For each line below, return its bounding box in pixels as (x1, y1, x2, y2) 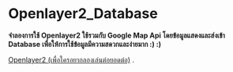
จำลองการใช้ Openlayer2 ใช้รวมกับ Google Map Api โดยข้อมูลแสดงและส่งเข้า (8, 31, 225, 40)
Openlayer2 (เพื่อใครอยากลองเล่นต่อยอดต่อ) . (8, 55, 135, 64)
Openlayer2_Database (8, 5, 158, 23)
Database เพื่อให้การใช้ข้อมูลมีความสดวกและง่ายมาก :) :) (8, 39, 162, 49)
